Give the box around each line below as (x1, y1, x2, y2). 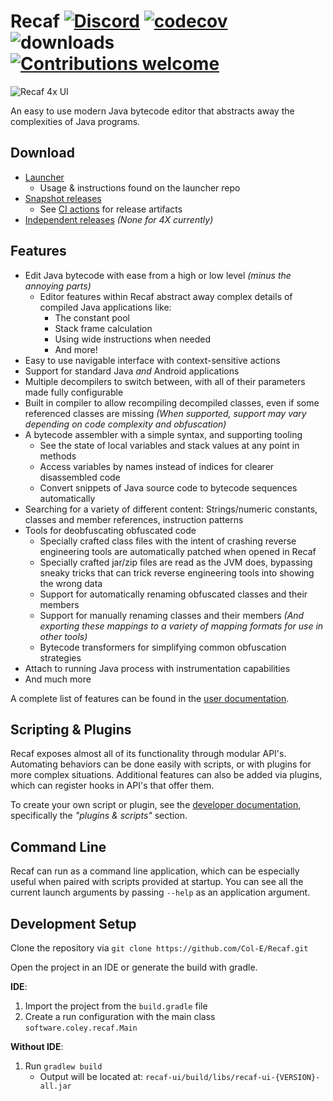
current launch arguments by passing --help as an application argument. (10, 886, 311, 899)
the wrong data (39, 577, 103, 589)
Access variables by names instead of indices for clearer (39, 460, 275, 472)
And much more (24, 673, 92, 685)
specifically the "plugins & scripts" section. (10, 810, 188, 822)
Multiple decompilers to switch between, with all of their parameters (24, 375, 306, 387)
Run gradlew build (24, 1060, 103, 1072)
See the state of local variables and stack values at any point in (39, 439, 300, 451)
